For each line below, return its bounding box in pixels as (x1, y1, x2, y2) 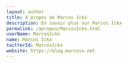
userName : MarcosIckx (6, 31, 61, 37)
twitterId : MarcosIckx (6, 43, 63, 49)
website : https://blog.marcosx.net (6, 48, 96, 54)
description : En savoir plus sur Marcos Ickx (6, 20, 122, 26)
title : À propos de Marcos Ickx (6, 14, 87, 20)
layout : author (6, 8, 44, 15)
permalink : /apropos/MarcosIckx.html (6, 25, 101, 32)
